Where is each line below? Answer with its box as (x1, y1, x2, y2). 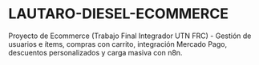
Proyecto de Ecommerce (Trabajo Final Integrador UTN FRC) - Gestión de (8, 31, 252, 40)
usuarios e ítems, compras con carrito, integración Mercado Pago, (8, 39, 227, 48)
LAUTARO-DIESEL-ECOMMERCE (8, 5, 229, 23)
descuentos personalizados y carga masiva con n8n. (8, 48, 183, 57)
